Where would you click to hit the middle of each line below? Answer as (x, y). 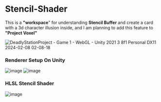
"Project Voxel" (21, 33)
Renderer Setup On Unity (35, 60)
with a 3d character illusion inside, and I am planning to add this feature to (79, 27)
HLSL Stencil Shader (30, 83)
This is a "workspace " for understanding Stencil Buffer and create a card (79, 22)
